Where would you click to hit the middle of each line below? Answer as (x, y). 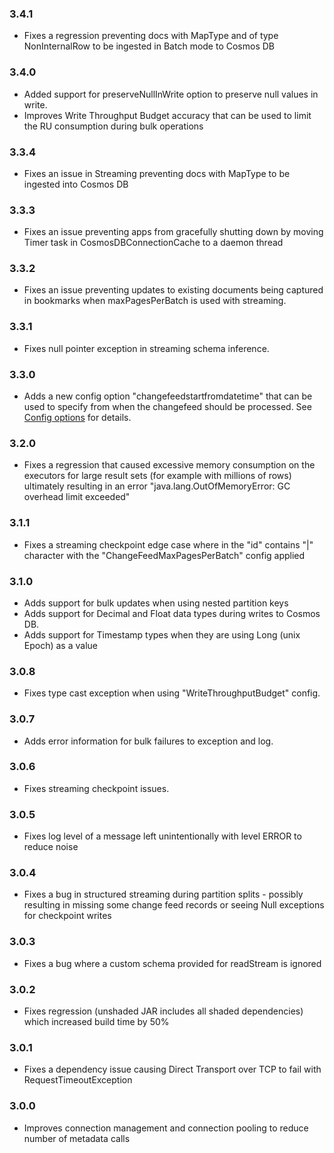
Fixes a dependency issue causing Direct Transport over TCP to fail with (172, 1069)
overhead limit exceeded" (77, 497)
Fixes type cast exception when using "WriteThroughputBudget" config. (172, 693)
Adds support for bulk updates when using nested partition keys (156, 603)
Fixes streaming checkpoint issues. (96, 788)
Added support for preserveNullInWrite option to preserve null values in (171, 94)
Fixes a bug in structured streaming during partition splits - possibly (163, 894)
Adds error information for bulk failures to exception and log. (148, 741)
